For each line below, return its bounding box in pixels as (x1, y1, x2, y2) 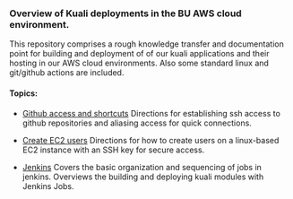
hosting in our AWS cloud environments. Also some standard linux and (9, 57, 269, 69)
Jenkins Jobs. (22, 180, 74, 191)
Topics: (9, 88, 39, 99)
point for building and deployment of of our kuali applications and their (9, 48, 270, 59)
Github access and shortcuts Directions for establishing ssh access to (22, 108, 280, 118)
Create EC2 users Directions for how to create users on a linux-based (22, 134, 280, 145)
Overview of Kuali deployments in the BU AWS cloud (9, 7, 242, 20)
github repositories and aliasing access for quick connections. (22, 117, 253, 128)
